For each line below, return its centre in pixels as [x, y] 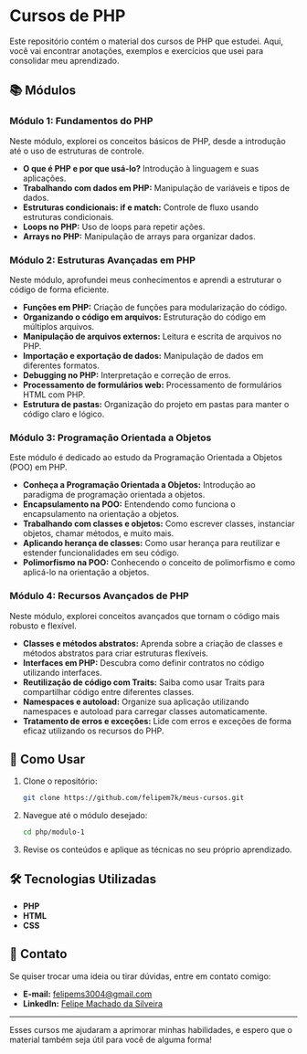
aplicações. [44, 178]
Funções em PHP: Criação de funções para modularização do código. [155, 307]
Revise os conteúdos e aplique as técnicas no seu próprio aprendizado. [157, 849]
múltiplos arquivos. [58, 326]
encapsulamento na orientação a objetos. [101, 514]
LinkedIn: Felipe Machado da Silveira [92, 1003]
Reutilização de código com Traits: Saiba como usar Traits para [143, 682]
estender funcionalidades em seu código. [101, 553]
